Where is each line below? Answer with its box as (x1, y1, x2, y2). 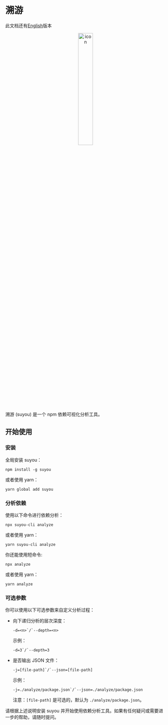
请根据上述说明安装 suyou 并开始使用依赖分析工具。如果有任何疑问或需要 (5, 708, 159, 714)
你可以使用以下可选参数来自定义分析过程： (5, 607, 95, 613)
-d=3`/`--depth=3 (12, 648, 50, 653)
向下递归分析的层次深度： (12, 618, 67, 624)
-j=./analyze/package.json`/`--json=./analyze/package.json (12, 687, 143, 692)
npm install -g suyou (5, 467, 51, 472)
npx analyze (5, 562, 31, 567)
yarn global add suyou (5, 487, 53, 492)
